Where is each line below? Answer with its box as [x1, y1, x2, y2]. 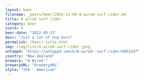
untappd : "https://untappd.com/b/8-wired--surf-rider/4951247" [5, 49, 140, 54]
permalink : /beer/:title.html [5, 40, 68, 45]
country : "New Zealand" [5, 53, 55, 59]
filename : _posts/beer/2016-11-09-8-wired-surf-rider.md [5, 12, 126, 17]
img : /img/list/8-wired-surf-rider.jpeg [5, 44, 91, 49]
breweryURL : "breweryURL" [5, 63, 59, 68]
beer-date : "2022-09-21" [5, 30, 57, 35]
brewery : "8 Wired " [5, 58, 48, 63]
